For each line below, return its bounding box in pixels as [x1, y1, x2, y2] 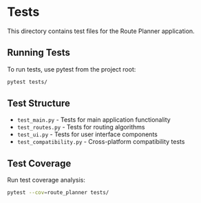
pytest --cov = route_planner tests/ [7, 189, 109, 196]
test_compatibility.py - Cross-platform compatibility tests [17, 138, 185, 146]
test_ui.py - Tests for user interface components [17, 130, 158, 138]
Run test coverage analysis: [7, 176, 86, 184]
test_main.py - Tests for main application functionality [17, 116, 171, 124]
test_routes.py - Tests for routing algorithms [17, 123, 146, 131]
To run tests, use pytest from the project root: [7, 65, 136, 73]
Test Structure [7, 98, 71, 109]
